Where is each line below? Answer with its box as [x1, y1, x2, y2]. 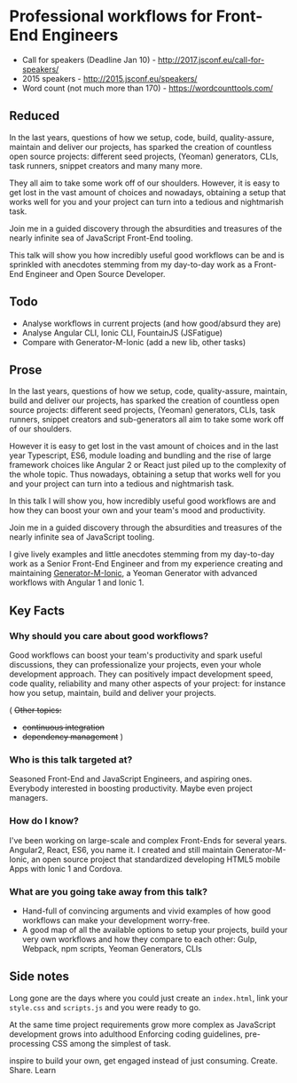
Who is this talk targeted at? [9, 753, 133, 765]
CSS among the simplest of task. [51, 1038, 171, 1048]
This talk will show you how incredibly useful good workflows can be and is [9, 249, 285, 260]
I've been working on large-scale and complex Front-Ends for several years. [9, 834, 287, 845]
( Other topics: [9, 705, 62, 715]
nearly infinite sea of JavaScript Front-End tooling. [9, 233, 193, 243]
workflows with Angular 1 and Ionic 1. [9, 577, 145, 588]
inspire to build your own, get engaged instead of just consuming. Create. [9, 1055, 277, 1066]
